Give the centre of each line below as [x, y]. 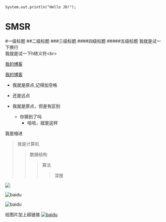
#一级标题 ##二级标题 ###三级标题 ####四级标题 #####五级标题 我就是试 [81, 41]
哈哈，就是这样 [42, 123]
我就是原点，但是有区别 [36, 106]
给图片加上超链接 [23, 214]
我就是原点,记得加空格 [35, 85]
